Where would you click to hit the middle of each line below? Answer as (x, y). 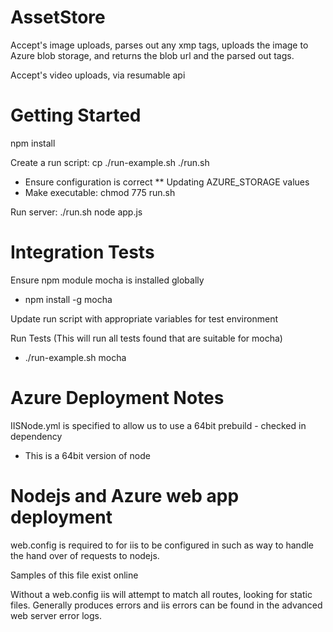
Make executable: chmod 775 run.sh (100, 192)
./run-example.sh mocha (75, 357)
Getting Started (76, 115)
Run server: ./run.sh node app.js (76, 212)
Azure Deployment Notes (117, 398)
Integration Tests (82, 252)
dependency (36, 436)
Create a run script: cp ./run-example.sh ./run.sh (110, 162)
